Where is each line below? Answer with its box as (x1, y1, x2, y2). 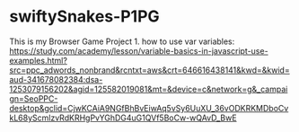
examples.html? (9, 55, 67, 66)
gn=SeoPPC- (9, 92, 58, 104)
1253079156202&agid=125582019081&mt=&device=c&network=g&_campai (9, 84, 288, 94)
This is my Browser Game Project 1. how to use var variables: (9, 36, 235, 47)
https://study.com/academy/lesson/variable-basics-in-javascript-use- (9, 45, 268, 56)
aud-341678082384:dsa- (9, 74, 103, 84)
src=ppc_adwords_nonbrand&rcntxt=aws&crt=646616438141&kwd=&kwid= (9, 65, 290, 75)
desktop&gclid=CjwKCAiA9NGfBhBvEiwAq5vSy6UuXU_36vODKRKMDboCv (9, 102, 289, 113)
